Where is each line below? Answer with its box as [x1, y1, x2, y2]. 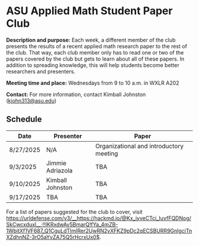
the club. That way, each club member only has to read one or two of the [6, 49, 184, 56]
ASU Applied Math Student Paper [6, 4, 173, 18]
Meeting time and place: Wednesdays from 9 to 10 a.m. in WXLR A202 [6, 79, 179, 87]
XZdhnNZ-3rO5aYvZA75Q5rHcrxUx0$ [6, 233, 100, 241]
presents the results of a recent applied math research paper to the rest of [6, 43, 188, 50]
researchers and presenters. [6, 68, 76, 75]
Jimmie [46, 159, 67, 167]
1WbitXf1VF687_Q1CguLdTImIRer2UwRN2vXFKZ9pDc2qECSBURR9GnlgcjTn [6, 227, 192, 234]
